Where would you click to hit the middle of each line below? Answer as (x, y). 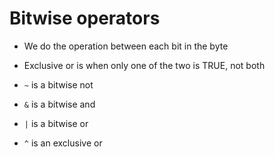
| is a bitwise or (56, 123)
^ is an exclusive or (63, 143)
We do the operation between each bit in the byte (126, 46)
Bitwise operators (85, 18)
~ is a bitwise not (58, 84)
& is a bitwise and (59, 104)
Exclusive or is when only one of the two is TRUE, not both (144, 65)
